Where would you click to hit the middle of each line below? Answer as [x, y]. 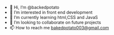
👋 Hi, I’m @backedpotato [34, 7]
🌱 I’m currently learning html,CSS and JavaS [54, 17]
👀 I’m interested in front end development [51, 12]
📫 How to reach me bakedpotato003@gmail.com [59, 28]
